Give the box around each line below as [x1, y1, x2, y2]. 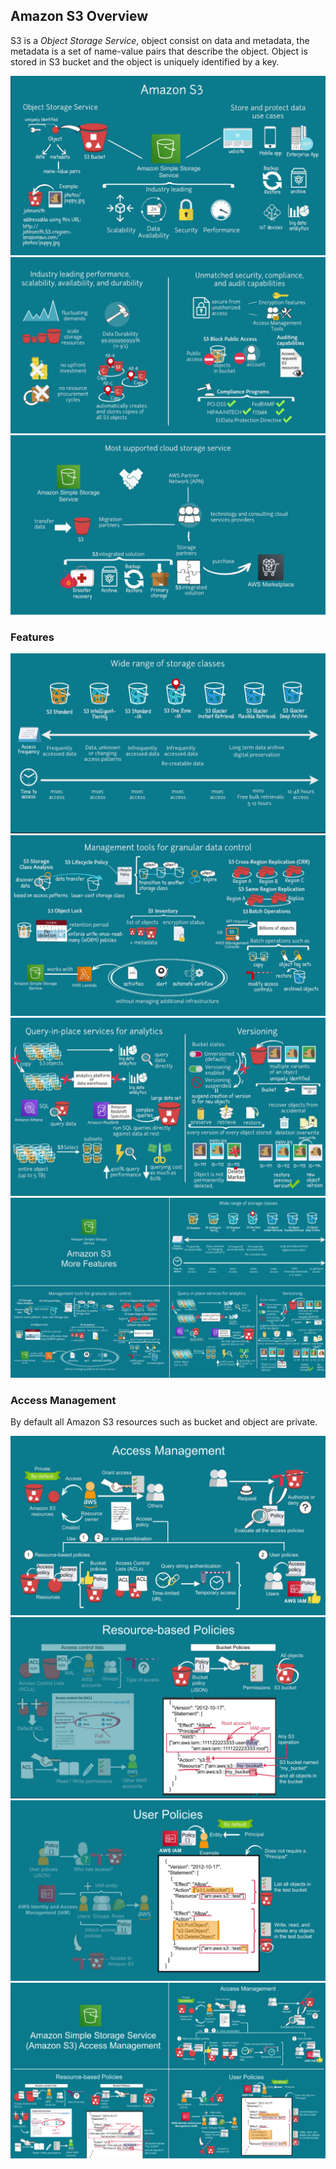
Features [10, 630, 55, 644]
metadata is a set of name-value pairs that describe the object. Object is [10, 45, 308, 57]
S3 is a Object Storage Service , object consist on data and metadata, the [10, 34, 310, 46]
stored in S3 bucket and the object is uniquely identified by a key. [10, 55, 280, 68]
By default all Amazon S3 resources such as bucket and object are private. [10, 1416, 318, 1428]
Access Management [10, 1393, 117, 1407]
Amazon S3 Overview [10, 8, 148, 25]
